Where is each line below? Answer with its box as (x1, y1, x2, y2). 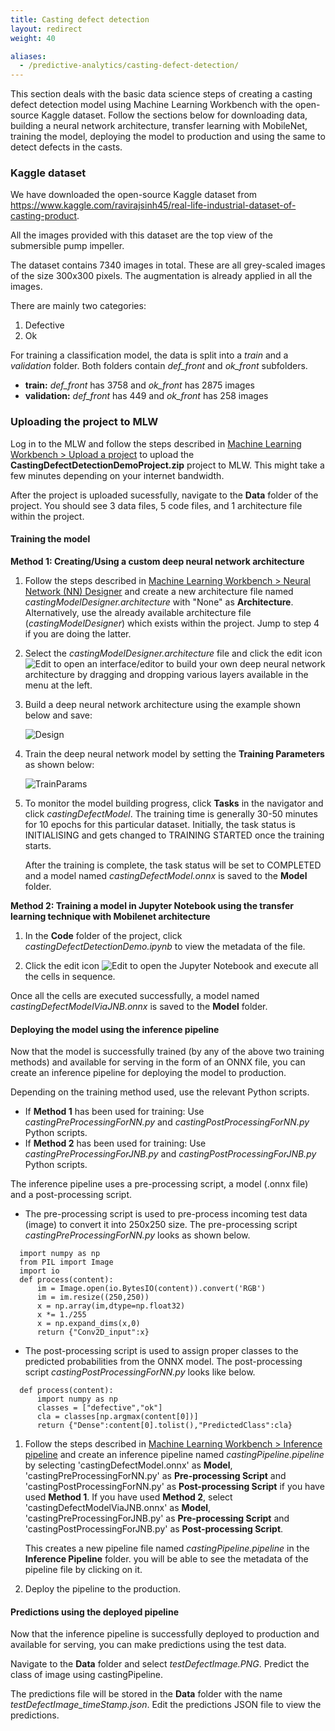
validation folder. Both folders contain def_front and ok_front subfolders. (10, 360, 308, 372)
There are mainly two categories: (10, 300, 147, 312)
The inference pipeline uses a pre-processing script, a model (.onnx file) (10, 1178, 309, 1190)
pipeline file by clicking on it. (24, 1564, 143, 1576)
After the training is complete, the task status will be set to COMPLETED (24, 859, 322, 871)
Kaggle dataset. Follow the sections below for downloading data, (41, 109, 308, 121)
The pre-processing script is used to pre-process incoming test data (24, 1208, 308, 1220)
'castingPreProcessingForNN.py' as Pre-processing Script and (24, 1470, 287, 1482)
